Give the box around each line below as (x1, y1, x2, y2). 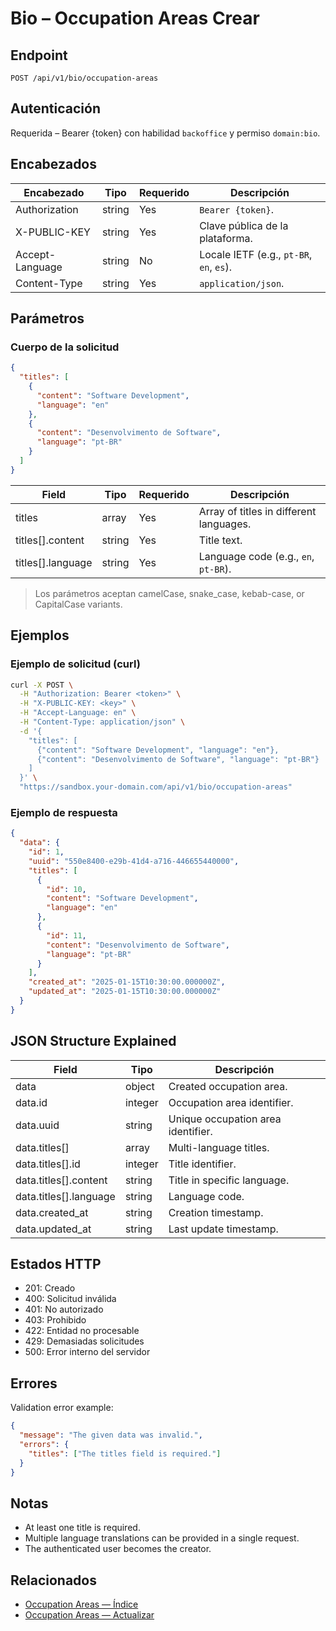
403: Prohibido (24, 1314, 87, 1326)
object (124, 1079, 155, 1093)
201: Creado (24, 1282, 76, 1294)
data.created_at (15, 1205, 89, 1219)
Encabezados (10, 156, 98, 173)
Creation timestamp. (168, 1205, 264, 1219)
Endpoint (10, 47, 68, 64)
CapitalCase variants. (34, 598, 123, 610)
